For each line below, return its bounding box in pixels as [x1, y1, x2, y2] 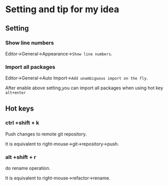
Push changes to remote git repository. [5, 131, 87, 137]
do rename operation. [5, 165, 51, 171]
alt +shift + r [5, 153, 37, 161]
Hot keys [5, 104, 34, 113]
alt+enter [5, 90, 26, 95]
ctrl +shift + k [5, 119, 39, 126]
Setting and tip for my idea [5, 4, 120, 15]
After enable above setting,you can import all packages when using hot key [5, 85, 163, 91]
